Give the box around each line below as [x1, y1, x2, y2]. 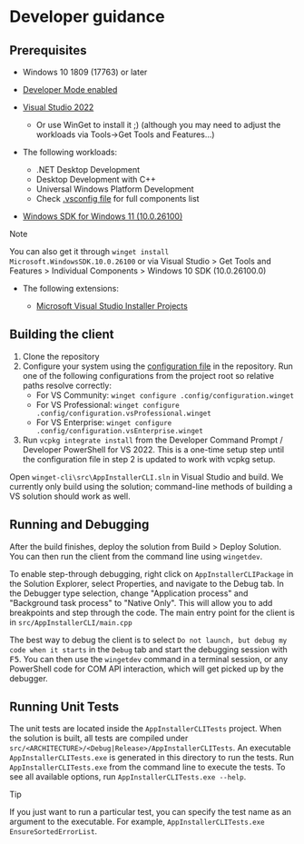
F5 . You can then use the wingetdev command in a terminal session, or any [9, 653, 289, 664]
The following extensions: [22, 283, 120, 293]
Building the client [9, 327, 114, 343]
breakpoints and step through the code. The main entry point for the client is [9, 607, 295, 618]
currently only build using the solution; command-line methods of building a [9, 481, 293, 492]
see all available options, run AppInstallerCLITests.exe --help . [9, 771, 247, 782]
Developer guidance [9, 6, 165, 27]
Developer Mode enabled [22, 84, 118, 94]
